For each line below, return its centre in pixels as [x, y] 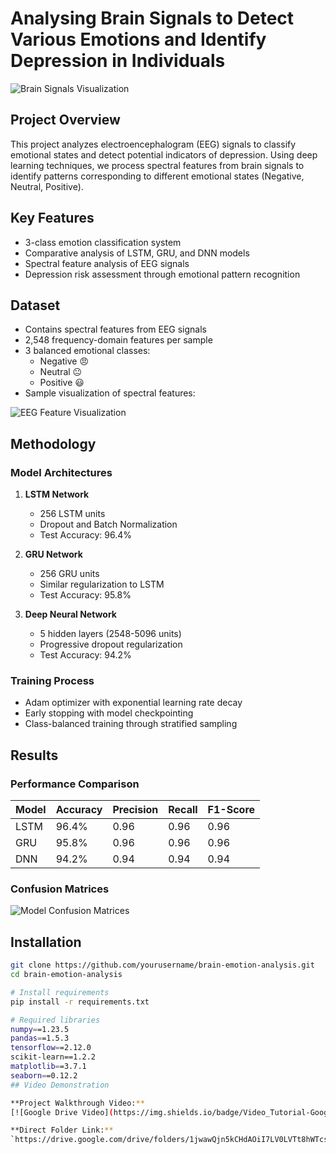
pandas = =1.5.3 [40, 1038]
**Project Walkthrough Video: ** [77, 1103]
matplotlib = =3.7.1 [48, 1067]
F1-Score [231, 810]
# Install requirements [60, 992]
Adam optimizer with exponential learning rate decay [133, 703]
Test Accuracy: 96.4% [85, 535]
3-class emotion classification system [103, 242]
